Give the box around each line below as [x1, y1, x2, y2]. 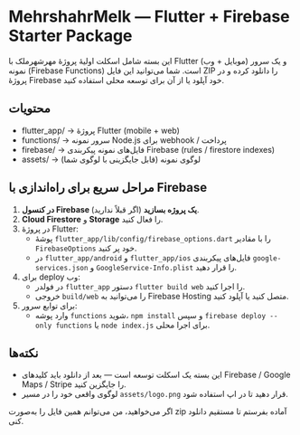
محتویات [8, 101, 52, 117]
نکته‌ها [8, 345, 39, 361]
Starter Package [8, 25, 133, 46]
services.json [34, 263, 89, 272]
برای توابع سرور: [21, 300, 78, 311]
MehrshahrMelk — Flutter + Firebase [8, 6, 290, 27]
